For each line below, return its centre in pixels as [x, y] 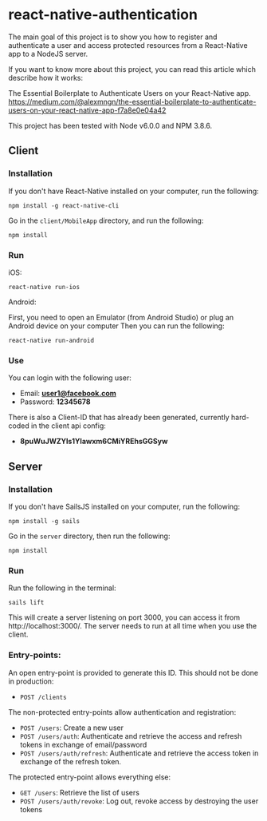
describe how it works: [46, 77]
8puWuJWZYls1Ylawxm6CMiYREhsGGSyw [94, 442]
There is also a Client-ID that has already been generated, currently [119, 418]
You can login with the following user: [70, 378]
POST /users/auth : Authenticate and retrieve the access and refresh [131, 736]
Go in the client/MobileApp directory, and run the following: [106, 220]
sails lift [26, 603]
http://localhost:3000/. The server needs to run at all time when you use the [133, 626]
